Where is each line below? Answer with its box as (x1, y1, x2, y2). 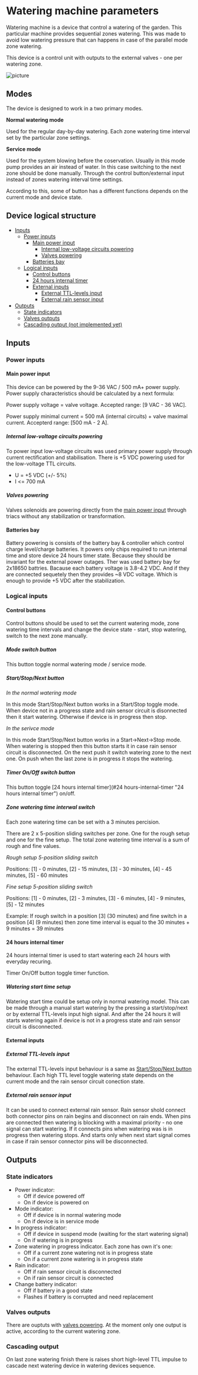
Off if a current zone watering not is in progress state (23, 1249, 153, 1256)
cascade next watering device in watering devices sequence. (6, 1362, 155, 1369)
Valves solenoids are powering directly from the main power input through (6, 506, 187, 513)
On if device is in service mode (23, 1217, 99, 1225)
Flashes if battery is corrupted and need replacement (23, 1293, 154, 1300)
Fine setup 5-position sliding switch (6, 884, 93, 891)
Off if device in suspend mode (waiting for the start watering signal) (23, 1230, 189, 1237)
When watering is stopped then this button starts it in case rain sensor (6, 743, 177, 750)
